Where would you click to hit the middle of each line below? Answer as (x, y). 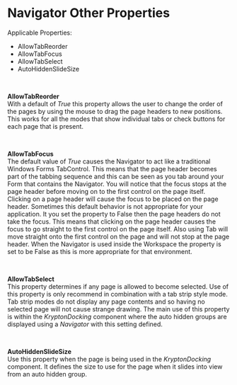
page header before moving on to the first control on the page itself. (106, 191)
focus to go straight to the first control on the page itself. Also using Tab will (118, 229)
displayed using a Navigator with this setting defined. (85, 324)
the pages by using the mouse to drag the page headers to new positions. (115, 111)
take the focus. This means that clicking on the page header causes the (112, 222)
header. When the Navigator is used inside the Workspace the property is (114, 244)
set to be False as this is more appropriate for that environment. (100, 251)
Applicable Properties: (40, 33)
